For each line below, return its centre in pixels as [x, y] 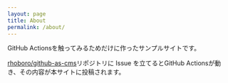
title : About [27, 21]
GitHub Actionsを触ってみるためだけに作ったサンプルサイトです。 [104, 48]
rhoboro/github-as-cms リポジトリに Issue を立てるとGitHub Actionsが [111, 63]
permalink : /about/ [36, 27]
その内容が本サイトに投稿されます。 [72, 72]
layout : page [27, 14]
